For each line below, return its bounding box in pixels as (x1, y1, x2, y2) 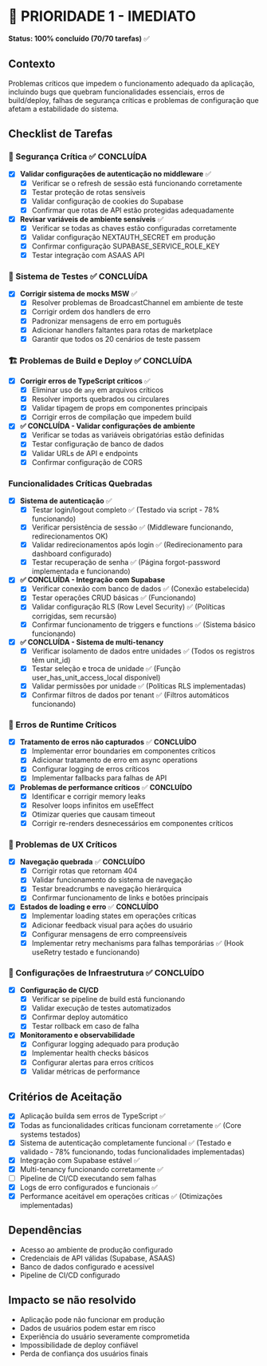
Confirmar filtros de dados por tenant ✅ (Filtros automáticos (31, 690, 230, 700)
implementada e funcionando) (31, 566, 131, 576)
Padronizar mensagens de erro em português (31, 316, 182, 326)
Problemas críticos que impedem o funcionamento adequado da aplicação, (8, 78, 255, 88)
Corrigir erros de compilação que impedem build (31, 412, 192, 422)
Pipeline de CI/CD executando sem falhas (19, 1173, 157, 1183)
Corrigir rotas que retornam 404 (31, 866, 138, 876)
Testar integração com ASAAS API (31, 251, 145, 260)
